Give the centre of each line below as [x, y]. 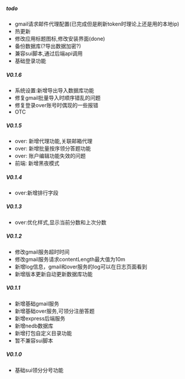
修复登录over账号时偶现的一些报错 [56, 105]
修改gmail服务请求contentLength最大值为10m [70, 259]
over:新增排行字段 [36, 193]
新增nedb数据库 [34, 326]
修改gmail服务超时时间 [42, 252]
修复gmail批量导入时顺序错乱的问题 [58, 98]
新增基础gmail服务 [37, 303]
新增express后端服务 [40, 318]
